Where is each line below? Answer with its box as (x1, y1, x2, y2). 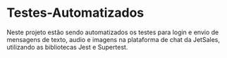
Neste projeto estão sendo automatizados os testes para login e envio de (6, 28, 219, 36)
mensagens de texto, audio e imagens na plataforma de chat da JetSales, (6, 35, 220, 43)
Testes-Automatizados (6, 5, 145, 21)
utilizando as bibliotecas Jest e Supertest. (6, 43, 128, 51)
